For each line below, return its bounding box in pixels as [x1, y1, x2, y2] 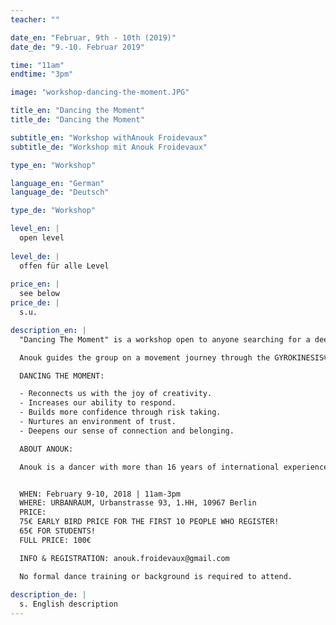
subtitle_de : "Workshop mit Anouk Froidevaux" [10, 142, 208, 152]
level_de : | [10, 251, 60, 261]
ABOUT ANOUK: [19, 444, 74, 454]
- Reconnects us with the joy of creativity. [19, 389, 213, 399]
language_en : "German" [10, 178, 105, 188]
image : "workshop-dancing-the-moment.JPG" [10, 87, 190, 98]
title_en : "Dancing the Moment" [10, 106, 145, 116]
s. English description [19, 599, 118, 610]
